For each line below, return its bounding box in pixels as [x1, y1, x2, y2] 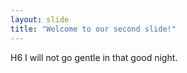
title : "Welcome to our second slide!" [10, 24, 177, 34]
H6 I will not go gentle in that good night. [10, 51, 178, 63]
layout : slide [10, 14, 70, 25]
